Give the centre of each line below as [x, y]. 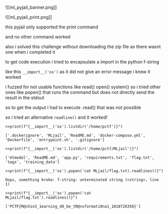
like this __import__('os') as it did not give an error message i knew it [78, 72]
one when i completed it [30, 52]
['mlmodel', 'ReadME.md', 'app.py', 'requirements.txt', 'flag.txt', [80, 158]
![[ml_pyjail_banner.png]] [31, 7]
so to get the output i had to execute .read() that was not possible [73, 108]
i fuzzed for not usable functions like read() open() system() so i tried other [83, 87]
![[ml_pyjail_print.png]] [29, 17]
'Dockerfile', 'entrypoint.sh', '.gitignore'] [55, 140]
